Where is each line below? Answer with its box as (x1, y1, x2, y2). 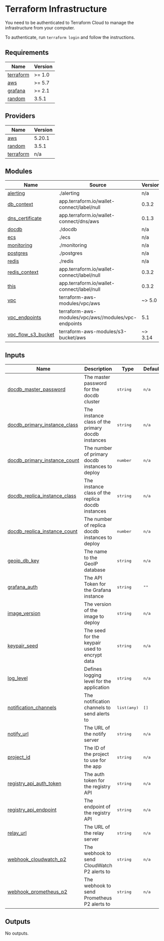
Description (84, 366, 112, 373)
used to (83, 645, 102, 652)
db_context (7, 201, 33, 208)
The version (83, 601, 111, 608)
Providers (5, 112, 36, 120)
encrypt (83, 652, 102, 659)
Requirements (5, 48, 49, 57)
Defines (83, 666, 102, 673)
